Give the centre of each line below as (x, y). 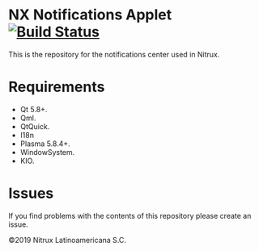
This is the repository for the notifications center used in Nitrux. (114, 54)
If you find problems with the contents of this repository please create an (130, 215)
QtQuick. (35, 126)
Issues (31, 193)
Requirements (57, 87)
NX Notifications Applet (90, 15)
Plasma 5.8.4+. (45, 144)
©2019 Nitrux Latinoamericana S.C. (68, 240)
